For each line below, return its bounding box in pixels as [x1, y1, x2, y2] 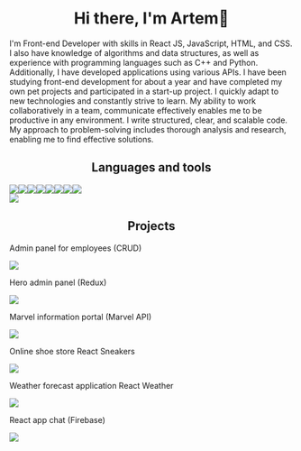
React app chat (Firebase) [9, 414, 106, 425]
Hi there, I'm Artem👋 [73, 8, 230, 29]
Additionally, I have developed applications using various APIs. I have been [9, 67, 287, 78]
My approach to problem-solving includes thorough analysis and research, [9, 124, 287, 134]
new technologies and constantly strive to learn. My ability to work [9, 95, 257, 106]
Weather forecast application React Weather [9, 380, 174, 391]
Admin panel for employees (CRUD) [9, 243, 142, 253]
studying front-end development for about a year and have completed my [9, 76, 283, 87]
